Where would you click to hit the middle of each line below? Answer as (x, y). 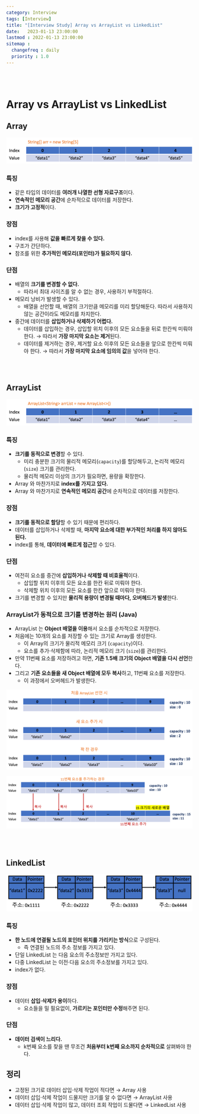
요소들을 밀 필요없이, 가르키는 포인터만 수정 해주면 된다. (86, 1008)
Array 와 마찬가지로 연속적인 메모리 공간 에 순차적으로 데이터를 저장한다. (97, 491)
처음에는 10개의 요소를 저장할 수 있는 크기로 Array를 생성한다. (86, 636)
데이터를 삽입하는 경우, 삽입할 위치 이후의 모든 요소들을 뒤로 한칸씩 (100, 329)
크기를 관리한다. (58, 469)
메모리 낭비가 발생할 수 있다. (47, 299)
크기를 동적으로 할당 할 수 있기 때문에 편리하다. (67, 522)
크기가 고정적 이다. (35, 207)
